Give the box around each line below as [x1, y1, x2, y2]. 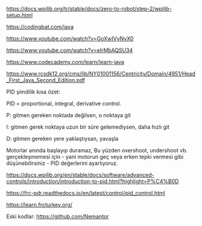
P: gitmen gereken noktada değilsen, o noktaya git [6, 112, 131, 118]
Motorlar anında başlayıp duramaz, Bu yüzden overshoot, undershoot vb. [6, 147, 188, 153]
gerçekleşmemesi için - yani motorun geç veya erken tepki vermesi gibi [6, 153, 184, 160]
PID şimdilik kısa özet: [6, 88, 60, 95]
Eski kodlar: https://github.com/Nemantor [6, 213, 109, 220]
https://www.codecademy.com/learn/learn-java [6, 59, 125, 65]
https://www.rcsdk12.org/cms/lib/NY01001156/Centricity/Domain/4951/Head [6, 70, 196, 77]
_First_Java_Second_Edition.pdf [6, 77, 86, 83]
